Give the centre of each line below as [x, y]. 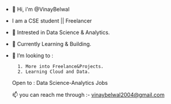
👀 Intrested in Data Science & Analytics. [61, 32]
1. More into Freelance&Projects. [61, 66]
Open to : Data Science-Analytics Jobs [60, 83]
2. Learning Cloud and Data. [54, 72]
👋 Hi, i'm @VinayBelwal [41, 9]
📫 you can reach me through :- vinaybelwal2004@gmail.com [88, 95]
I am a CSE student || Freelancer [52, 21]
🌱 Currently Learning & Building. [52, 44]
